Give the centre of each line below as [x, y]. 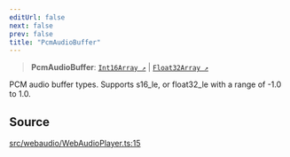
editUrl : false [37, 17]
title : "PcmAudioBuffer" [55, 42]
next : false [31, 26]
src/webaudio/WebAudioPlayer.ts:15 [75, 144]
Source [30, 122]
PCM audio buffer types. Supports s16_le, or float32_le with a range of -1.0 [145, 84]
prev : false [31, 34]
